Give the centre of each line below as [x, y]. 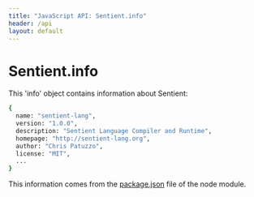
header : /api [30, 24]
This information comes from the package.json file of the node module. [127, 184]
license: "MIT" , [43, 154]
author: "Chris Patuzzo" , [60, 146]
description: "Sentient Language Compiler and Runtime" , [114, 131]
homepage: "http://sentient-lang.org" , [83, 139]
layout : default [36, 31]
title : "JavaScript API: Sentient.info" [78, 16]
